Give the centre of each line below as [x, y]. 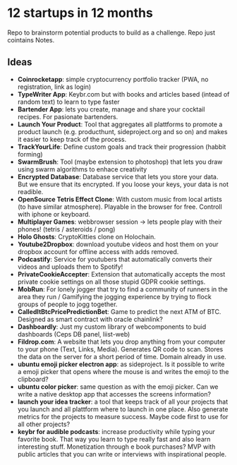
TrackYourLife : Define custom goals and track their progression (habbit [122, 147]
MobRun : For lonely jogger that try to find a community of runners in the [122, 289]
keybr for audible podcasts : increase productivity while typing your [116, 431]
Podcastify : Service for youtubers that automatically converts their [115, 259]
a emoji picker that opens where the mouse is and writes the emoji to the [123, 371]
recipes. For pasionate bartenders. [68, 116]
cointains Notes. [31, 40]
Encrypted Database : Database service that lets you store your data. [118, 176]
